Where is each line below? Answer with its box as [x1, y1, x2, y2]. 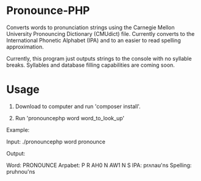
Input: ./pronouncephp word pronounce [6, 138, 105, 145]
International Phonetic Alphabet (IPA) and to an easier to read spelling [6, 36, 181, 44]
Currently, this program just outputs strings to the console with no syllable [6, 55, 192, 62]
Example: [6, 126, 30, 134]
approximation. [6, 43, 44, 50]
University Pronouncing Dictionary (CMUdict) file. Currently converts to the [6, 30, 195, 37]
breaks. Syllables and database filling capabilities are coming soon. [6, 61, 175, 69]
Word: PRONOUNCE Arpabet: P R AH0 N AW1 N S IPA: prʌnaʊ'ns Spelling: [6, 162, 192, 169]
